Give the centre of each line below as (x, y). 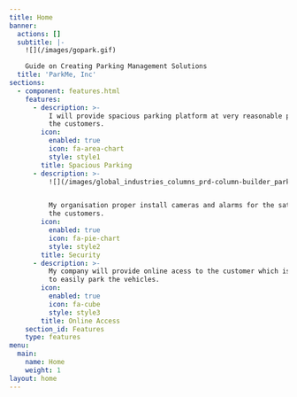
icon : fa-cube (74, 304)
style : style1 (74, 157)
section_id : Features (65, 329)
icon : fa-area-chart (86, 149)
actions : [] (39, 34)
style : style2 (74, 246)
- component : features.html (69, 91)
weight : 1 (43, 370)
